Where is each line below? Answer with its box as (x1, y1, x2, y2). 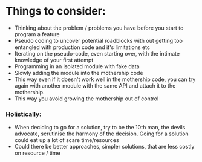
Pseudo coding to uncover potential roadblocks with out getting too (14, 37, 183, 44)
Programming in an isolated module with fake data (14, 62, 140, 70)
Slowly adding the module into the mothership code (14, 69, 143, 76)
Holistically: (5, 110, 42, 118)
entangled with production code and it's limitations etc (14, 44, 151, 51)
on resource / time (14, 149, 61, 157)
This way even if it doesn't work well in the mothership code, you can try (14, 76, 196, 83)
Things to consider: (5, 4, 106, 18)
